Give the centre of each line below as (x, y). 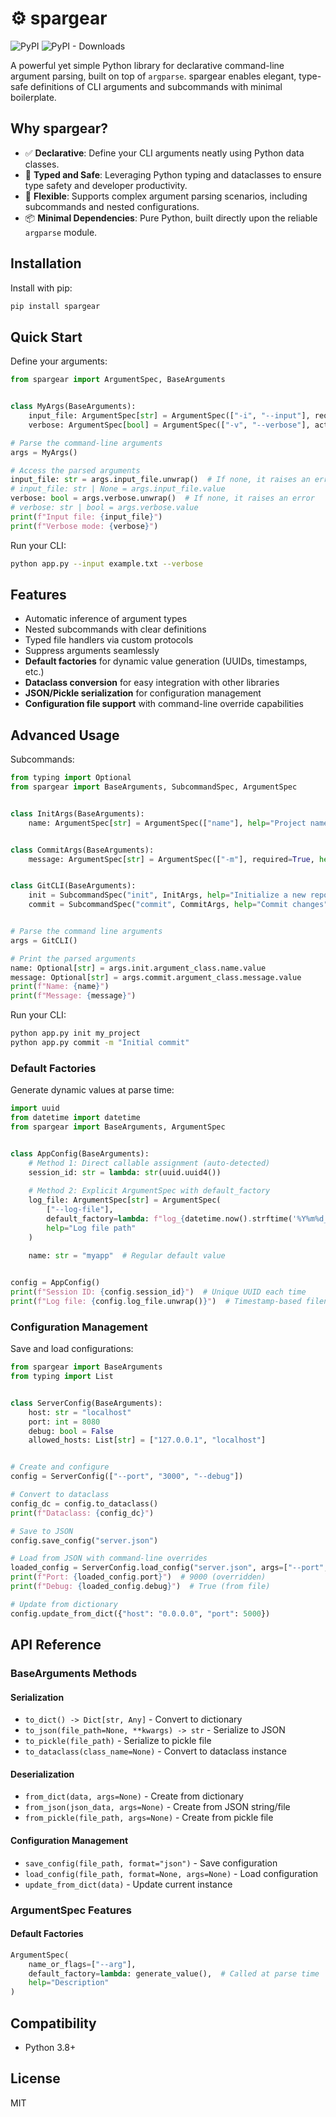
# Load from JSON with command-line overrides (109, 1558)
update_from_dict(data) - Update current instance (128, 1884)
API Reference (56, 1645)
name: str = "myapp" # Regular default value (127, 1256)
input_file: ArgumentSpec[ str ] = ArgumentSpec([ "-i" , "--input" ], (169, 416)
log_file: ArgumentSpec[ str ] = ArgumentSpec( (125, 1200)
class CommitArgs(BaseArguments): (82, 850)
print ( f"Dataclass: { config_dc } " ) (82, 1513)
